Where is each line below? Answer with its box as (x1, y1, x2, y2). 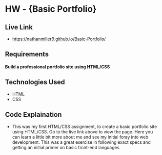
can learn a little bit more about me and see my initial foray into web (12, 134, 149, 140)
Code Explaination (5, 110, 62, 119)
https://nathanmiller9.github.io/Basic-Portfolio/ (12, 36, 106, 42)
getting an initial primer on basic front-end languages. (12, 144, 121, 150)
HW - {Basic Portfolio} (5, 3, 97, 15)
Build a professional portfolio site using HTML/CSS (5, 64, 110, 70)
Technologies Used (5, 78, 65, 86)
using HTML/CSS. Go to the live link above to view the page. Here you (12, 129, 153, 134)
